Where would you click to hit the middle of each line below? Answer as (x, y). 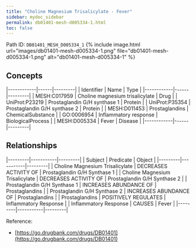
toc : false (19, 28)
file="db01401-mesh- (143, 51)
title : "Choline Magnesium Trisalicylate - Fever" (69, 11)
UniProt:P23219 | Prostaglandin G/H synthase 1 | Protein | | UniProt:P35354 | (98, 102)
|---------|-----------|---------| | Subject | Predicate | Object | (81, 160)
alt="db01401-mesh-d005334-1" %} (91, 57)
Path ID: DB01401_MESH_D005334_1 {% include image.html (73, 45)
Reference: (19, 221)
